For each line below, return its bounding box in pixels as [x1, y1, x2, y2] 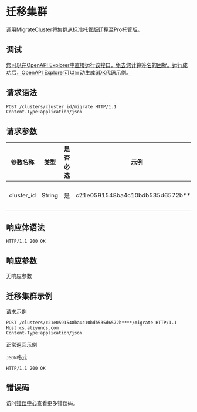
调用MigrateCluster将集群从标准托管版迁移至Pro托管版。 [6, 26, 142, 33]
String [41, 192, 59, 200]
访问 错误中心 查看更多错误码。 [6, 399, 78, 406]
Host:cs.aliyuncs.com [6, 324, 59, 331]
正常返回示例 [6, 341, 37, 348]
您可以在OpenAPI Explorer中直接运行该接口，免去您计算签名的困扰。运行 [6, 61, 183, 68]
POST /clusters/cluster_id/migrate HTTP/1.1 [6, 103, 117, 109]
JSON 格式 [6, 353, 28, 360]
